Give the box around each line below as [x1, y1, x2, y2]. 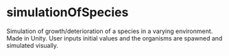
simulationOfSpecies [6, 5, 129, 20]
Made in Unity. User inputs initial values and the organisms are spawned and [6, 34, 223, 42]
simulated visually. [6, 41, 59, 49]
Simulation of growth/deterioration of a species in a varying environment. [6, 27, 213, 35]
